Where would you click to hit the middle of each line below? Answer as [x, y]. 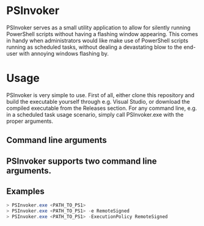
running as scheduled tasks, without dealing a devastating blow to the [94, 47]
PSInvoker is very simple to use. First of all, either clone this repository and [100, 95]
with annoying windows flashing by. [64, 53]
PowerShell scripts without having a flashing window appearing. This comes [102, 34]
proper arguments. [30, 121]
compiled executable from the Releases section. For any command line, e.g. [102, 108]
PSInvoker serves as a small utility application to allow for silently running [98, 27]
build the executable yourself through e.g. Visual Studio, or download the [98, 101]
